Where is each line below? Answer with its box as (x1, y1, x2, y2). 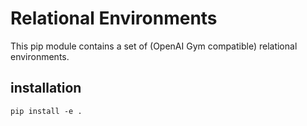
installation (10, 80, 82, 97)
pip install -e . (10, 106, 83, 116)
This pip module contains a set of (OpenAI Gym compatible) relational (10, 40, 298, 52)
